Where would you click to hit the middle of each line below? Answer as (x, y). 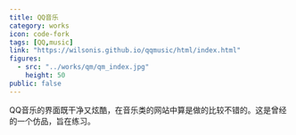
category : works (39, 26)
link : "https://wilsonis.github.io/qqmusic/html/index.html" (125, 51)
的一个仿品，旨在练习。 (52, 121)
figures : (25, 59)
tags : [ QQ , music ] (41, 42)
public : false (36, 83)
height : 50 (45, 75)
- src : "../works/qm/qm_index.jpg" (83, 67)
